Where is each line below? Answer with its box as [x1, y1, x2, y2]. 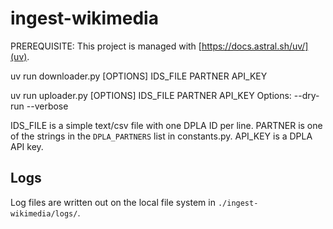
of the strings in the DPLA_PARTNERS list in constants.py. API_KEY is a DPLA [10, 130, 313, 142]
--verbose [26, 100, 69, 112]
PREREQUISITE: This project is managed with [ [10, 40, 202, 52]
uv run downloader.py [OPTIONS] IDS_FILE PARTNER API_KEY [10, 70, 268, 82]
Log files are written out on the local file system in [10, 196, 216, 208]
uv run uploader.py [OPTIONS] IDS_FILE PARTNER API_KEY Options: [10, 89, 292, 101]
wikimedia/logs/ [10, 208, 78, 219]
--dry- [293, 89, 320, 101]
